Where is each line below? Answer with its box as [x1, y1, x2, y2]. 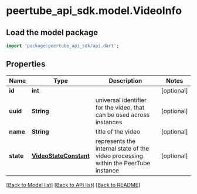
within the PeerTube [95, 159, 151, 167]
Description [108, 76, 142, 84]
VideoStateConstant [31, 151, 90, 159]
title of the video [95, 127, 141, 135]
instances [95, 118, 123, 126]
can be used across [95, 110, 150, 118]
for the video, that [95, 103, 145, 111]
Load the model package [6, 28, 98, 38]
